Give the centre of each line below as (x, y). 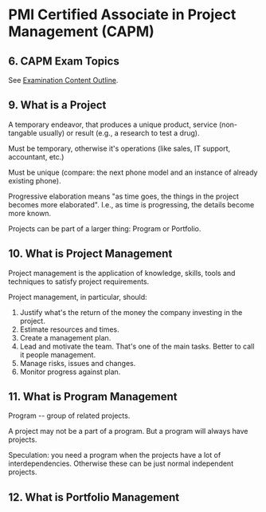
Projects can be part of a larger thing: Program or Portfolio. (105, 228)
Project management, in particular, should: (78, 297)
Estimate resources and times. (69, 329)
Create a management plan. (65, 337)
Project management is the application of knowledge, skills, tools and (122, 273)
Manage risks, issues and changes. (78, 363)
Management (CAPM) (82, 32)
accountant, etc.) (36, 156)
